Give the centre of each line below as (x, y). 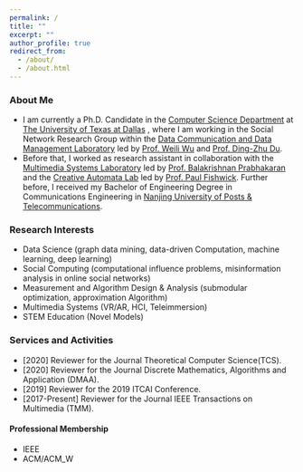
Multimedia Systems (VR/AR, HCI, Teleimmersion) (115, 307)
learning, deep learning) (67, 259)
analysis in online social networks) (86, 278)
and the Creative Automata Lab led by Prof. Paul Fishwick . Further (145, 178)
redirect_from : (38, 52)
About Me (32, 100)
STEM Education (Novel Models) (83, 317)
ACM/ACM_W (48, 458)
